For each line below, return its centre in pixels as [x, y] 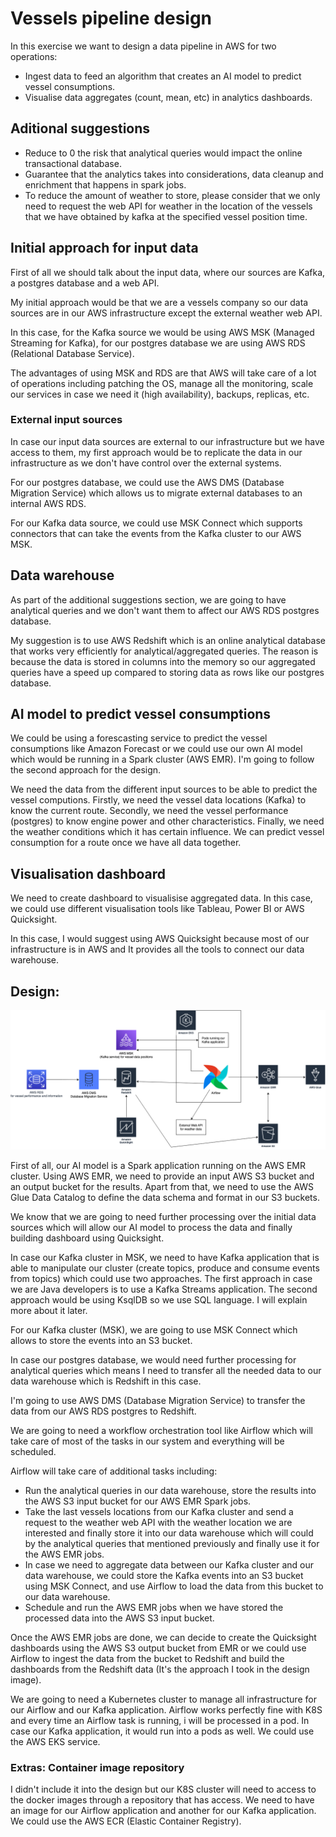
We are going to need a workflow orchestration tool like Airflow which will [161, 1430]
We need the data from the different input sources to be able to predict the [164, 789]
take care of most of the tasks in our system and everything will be [147, 1441]
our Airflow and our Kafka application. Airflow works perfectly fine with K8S [166, 1709]
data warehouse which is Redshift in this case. [106, 1381]
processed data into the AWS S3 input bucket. [119, 1618]
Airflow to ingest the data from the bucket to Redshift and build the [147, 1658]
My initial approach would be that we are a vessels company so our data [159, 302]
